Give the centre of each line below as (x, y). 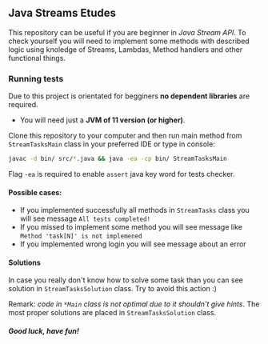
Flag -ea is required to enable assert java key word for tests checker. (122, 174)
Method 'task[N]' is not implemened (81, 236)
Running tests (36, 78)
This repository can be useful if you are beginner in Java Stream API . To (127, 32)
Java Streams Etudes (62, 13)
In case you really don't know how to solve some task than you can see (126, 280)
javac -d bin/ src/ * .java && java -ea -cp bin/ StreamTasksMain (118, 159)
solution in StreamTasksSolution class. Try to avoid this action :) (113, 289)
